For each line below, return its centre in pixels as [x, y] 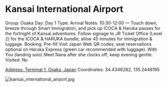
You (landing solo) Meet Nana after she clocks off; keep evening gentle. [79, 54]
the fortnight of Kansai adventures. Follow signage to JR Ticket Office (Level [84, 33]
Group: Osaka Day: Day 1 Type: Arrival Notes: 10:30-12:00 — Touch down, [81, 23]
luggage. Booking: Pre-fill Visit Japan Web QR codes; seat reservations [78, 44]
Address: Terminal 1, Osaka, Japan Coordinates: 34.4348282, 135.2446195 [82, 69]
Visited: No [16, 60]
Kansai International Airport [64, 9]
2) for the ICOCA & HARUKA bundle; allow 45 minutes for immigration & [79, 39]
